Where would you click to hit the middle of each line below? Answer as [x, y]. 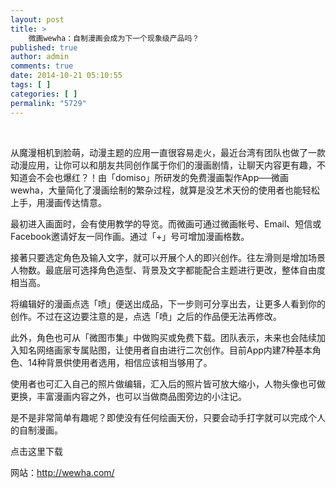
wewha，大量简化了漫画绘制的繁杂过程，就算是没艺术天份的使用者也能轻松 [165, 190]
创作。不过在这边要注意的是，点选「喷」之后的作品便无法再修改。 [146, 316]
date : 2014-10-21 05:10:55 [66, 76]
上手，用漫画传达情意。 [58, 202]
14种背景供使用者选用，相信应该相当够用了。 [120, 362]
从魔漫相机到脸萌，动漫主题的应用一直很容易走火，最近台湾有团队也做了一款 [168, 152]
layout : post [37, 19]
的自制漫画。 [36, 430]
